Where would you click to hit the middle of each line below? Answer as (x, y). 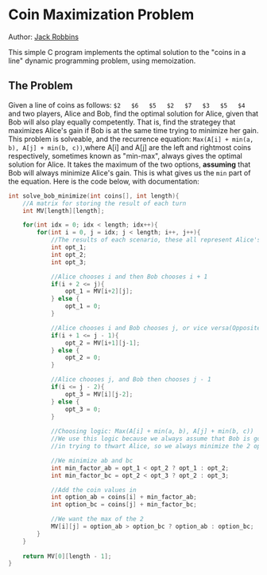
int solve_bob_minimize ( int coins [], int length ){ (94, 196)
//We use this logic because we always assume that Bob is (150, 439)
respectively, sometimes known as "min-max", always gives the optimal (125, 156)
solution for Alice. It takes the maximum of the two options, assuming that (130, 164)
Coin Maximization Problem (101, 15)
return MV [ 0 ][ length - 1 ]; (67, 556)
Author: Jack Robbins (44, 37)
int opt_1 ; (69, 247)
